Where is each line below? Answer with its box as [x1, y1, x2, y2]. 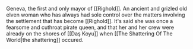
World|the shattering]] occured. [6, 37, 84, 43]
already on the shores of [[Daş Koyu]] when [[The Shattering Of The [6, 30, 173, 37]
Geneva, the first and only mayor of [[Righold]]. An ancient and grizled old [6, 5, 187, 12]
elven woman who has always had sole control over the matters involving [6, 11, 185, 18]
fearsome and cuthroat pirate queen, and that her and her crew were [6, 24, 174, 31]
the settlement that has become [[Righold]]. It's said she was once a [6, 18, 173, 24]
